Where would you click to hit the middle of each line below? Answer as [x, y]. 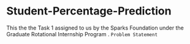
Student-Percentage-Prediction [89, 11]
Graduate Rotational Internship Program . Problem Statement [82, 34]
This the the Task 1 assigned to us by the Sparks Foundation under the [95, 28]
